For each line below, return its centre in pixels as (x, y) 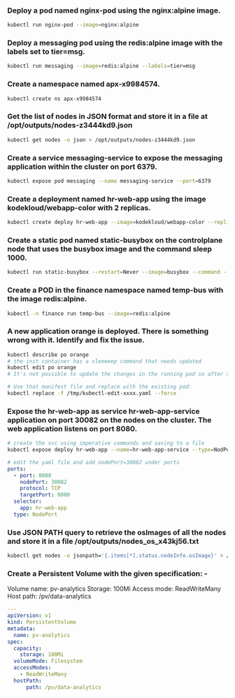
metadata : (22, 629)
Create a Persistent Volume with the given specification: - (107, 573)
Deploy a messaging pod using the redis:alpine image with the (115, 43)
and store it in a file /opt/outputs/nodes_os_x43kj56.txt (103, 541)
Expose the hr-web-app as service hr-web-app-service (104, 411)
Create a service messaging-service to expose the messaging (115, 158)
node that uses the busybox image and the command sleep (109, 249)
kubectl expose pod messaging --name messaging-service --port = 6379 (109, 181)
